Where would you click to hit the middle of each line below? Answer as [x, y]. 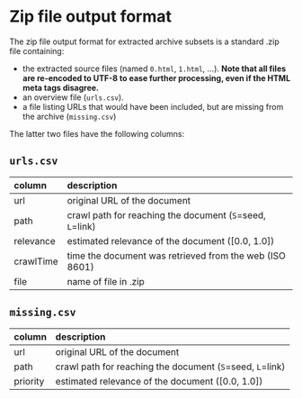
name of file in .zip [106, 281]
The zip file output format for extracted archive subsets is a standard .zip [145, 41]
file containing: [37, 50]
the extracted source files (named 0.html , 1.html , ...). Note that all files [154, 68]
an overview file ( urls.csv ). [73, 97]
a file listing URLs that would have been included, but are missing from [153, 106]
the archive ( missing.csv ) [69, 116]
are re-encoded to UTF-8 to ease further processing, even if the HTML [156, 77]
